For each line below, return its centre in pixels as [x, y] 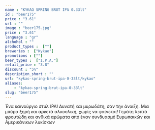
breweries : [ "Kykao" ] [30, 51]
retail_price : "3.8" [27, 65]
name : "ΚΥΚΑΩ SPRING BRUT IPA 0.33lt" [46, 10]
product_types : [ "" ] [28, 46]
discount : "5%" [22, 70]
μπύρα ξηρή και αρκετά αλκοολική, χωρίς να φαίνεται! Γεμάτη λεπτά [76, 112]
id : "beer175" [21, 14]
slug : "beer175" [22, 92]
